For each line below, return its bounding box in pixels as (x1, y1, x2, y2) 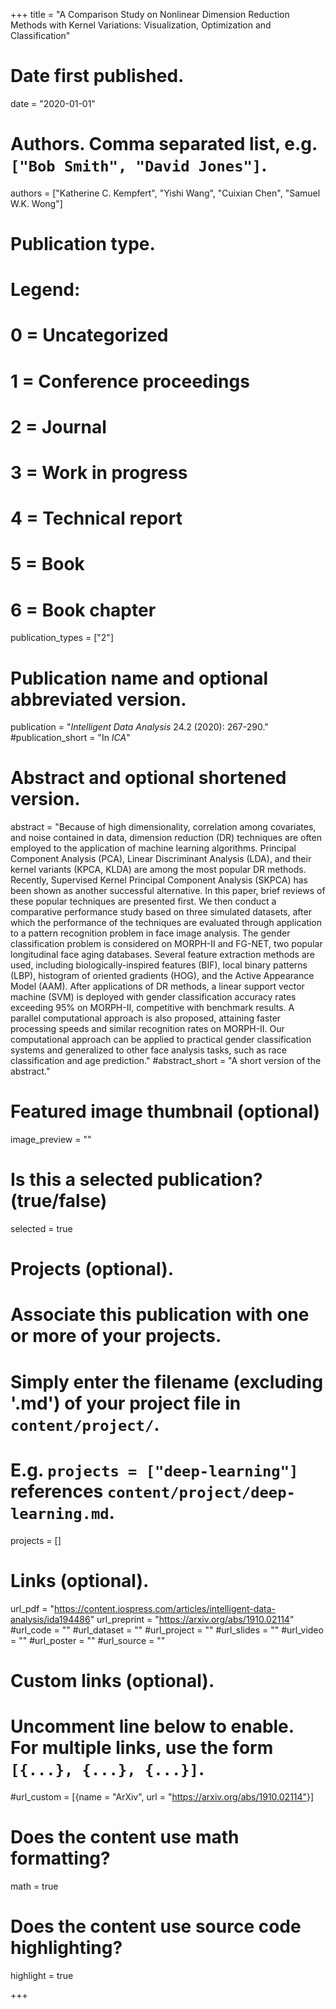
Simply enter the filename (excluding (10, 1370, 324, 1393)
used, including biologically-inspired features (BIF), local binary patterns (10, 959, 308, 971)
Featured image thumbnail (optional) (10, 1100, 321, 1123)
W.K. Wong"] (10, 197, 63, 209)
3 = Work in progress (10, 462, 188, 484)
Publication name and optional (10, 667, 269, 689)
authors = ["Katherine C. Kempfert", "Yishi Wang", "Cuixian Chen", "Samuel (10, 187, 321, 199)
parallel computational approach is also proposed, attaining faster (10, 1012, 282, 1024)
